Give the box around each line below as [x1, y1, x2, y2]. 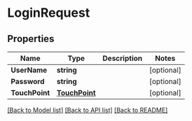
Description [102, 54, 142, 63]
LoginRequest [7, 5, 90, 21]
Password [11, 77, 45, 86]
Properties [7, 33, 55, 45]
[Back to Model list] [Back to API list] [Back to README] [7, 106, 168, 114]
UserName [11, 65, 48, 75]
